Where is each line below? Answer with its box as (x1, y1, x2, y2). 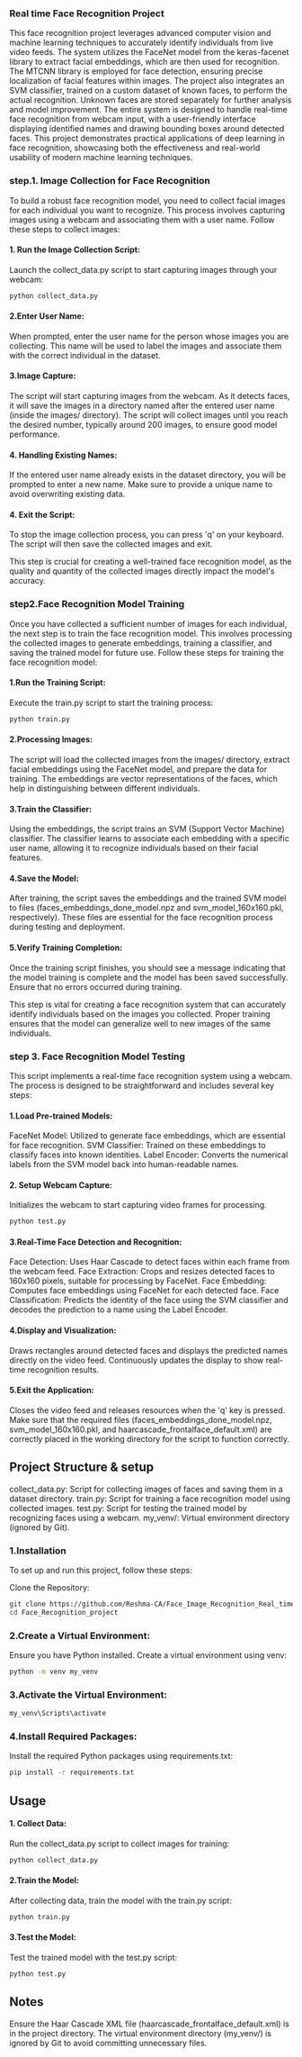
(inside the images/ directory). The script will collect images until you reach (9, 410, 289, 421)
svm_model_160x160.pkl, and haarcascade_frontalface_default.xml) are (9, 1424, 272, 1435)
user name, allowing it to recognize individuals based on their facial (9, 843, 259, 854)
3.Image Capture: (9, 370, 76, 381)
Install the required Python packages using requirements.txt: (9, 1751, 234, 1762)
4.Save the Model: (9, 873, 79, 884)
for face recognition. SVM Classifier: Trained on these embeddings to (9, 1140, 267, 1151)
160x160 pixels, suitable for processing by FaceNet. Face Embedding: (9, 1275, 267, 1286)
